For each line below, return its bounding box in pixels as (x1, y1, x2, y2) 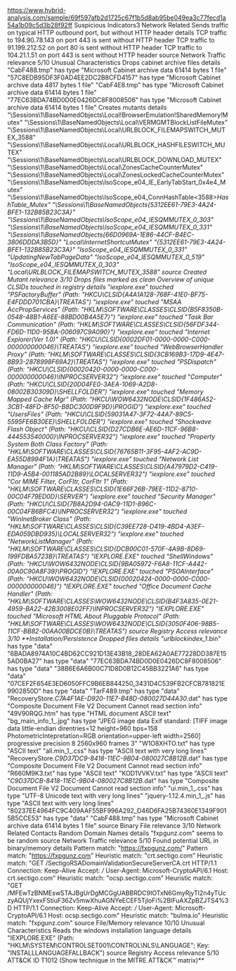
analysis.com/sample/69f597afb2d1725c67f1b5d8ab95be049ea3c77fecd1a (7, 13, 226, 22)
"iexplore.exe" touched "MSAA (92, 298, 182, 306)
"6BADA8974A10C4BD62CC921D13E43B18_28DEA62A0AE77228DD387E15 (7, 649, 227, 658)
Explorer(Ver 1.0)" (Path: (7, 335, 78, 344)
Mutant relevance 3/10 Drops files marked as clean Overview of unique (7, 275, 214, 284)
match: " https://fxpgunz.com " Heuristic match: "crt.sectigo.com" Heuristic (7, 851, 223, 860)
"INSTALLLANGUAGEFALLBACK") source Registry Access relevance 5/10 (7, 948, 220, 957)
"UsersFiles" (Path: (7, 410, 63, 418)
